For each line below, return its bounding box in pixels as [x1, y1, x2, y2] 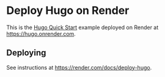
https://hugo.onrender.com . [6, 30, 76, 37]
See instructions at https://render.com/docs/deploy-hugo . [6, 64, 152, 71]
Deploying [6, 48, 46, 58]
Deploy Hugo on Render [6, 4, 130, 18]
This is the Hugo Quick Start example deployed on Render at [6, 24, 159, 31]
